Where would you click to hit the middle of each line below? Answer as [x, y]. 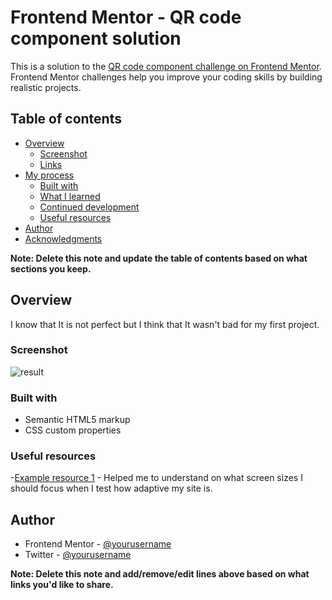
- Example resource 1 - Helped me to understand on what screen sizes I [156, 478]
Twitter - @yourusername [78, 555]
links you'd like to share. [62, 585]
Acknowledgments [63, 238]
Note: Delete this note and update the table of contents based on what [159, 258]
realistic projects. [46, 87]
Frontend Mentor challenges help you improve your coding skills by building [166, 77]
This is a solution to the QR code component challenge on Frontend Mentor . [166, 66]
